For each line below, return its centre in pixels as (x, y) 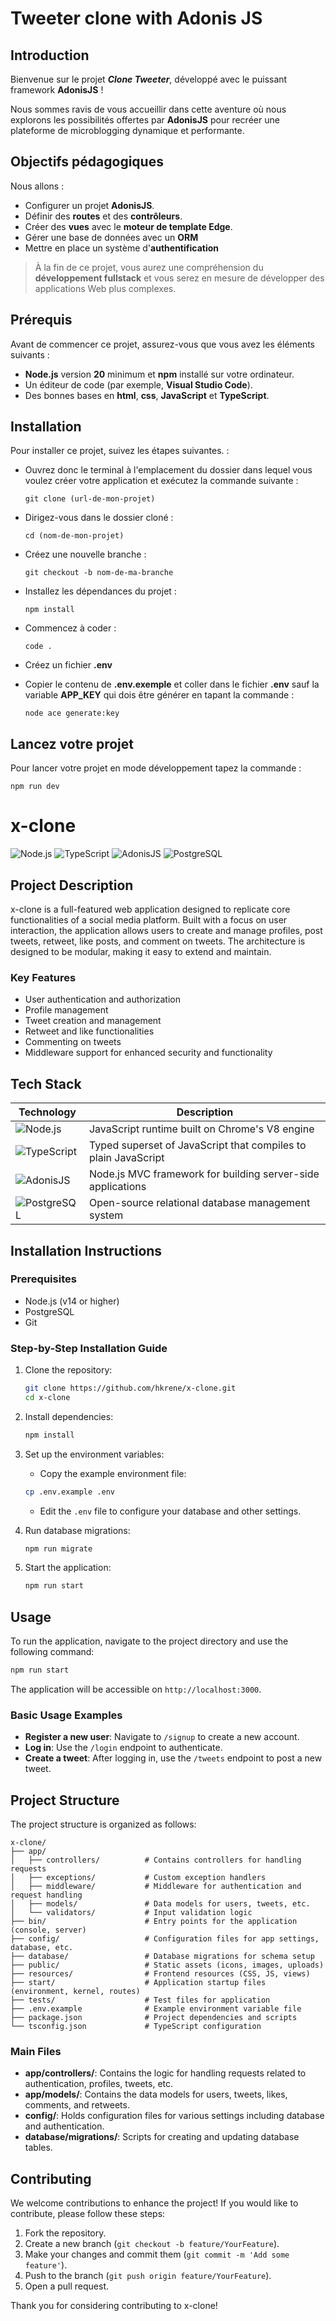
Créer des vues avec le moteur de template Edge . (128, 226)
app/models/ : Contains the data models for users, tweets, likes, (156, 2094)
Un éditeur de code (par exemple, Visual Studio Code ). (138, 384)
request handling (46, 1895)
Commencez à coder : (70, 628)
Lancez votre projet (72, 743)
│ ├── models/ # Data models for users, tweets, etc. (160, 1904)
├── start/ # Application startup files (138, 1983)
